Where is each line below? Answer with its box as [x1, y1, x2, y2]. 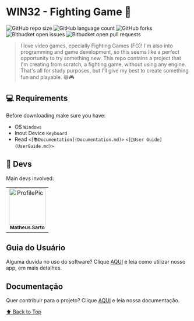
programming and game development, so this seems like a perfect [20, 48, 179, 55]
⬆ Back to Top [6, 308, 42, 315]
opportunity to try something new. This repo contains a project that [20, 54, 182, 61]
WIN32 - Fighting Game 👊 [6, 5, 132, 19]
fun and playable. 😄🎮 [20, 73, 75, 81]
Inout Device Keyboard [14, 129, 68, 136]
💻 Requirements [6, 94, 68, 103]
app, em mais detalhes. [6, 264, 62, 271]
